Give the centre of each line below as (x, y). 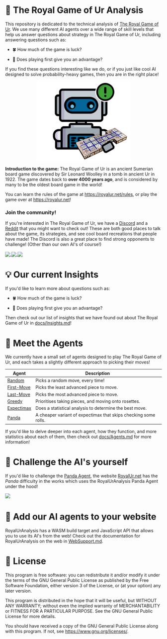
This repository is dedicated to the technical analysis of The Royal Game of (82, 24)
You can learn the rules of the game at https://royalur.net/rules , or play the (81, 194)
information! (18, 442)
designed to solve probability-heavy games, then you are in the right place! (82, 74)
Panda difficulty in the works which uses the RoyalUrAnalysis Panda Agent (82, 481)
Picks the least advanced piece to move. (77, 387)
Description (98, 373)
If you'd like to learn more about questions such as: (58, 288)
